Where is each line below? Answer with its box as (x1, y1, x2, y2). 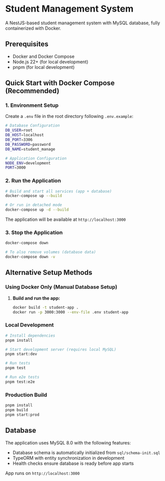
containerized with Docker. (5, 25, 62, 31)
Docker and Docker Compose (12, 53, 75, 59)
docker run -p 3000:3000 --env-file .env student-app (12, 309, 129, 314)
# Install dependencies (5, 333, 56, 338)
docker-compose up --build (5, 193, 62, 198)
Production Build (5, 391, 47, 398)
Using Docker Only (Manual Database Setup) (5, 284, 117, 291)
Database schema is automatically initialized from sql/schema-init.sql (12, 449, 160, 456)
